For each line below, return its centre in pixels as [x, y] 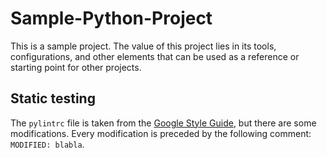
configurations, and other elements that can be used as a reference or [155, 56]
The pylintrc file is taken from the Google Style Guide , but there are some [163, 123]
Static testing [53, 98]
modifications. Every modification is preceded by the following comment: [161, 133]
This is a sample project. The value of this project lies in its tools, [143, 46]
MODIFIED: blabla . [47, 144]
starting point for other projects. [76, 67]
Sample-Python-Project [111, 18]
